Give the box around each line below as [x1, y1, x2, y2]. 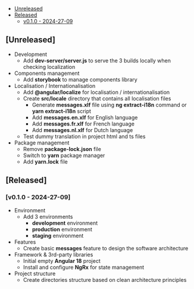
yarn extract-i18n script [32, 107, 92, 115]
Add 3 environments [23, 213, 73, 220]
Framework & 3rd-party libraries [14, 251, 93, 258]
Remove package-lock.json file [23, 145, 102, 152]
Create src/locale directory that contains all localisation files [23, 95, 171, 102]
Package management [14, 139, 70, 146]
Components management [14, 70, 80, 77]
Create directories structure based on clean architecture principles [23, 276, 187, 283]
